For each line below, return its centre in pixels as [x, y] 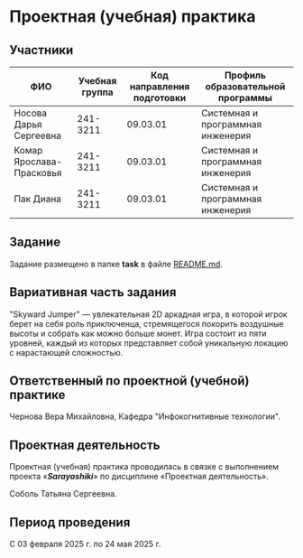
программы [245, 98]
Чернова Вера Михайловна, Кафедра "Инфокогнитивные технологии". [145, 416]
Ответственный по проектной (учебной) [129, 381]
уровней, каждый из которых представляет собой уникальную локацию [149, 343]
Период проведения [70, 522]
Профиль [245, 75]
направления [160, 86]
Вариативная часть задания [93, 292]
